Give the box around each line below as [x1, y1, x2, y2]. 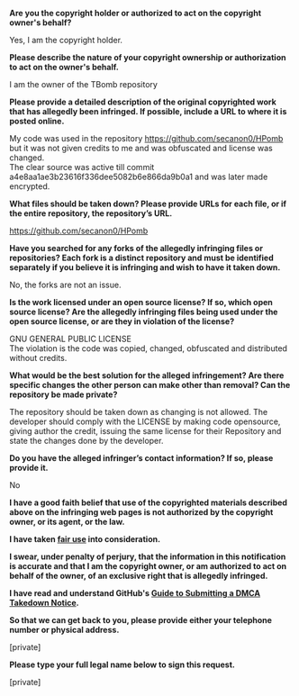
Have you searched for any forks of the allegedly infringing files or [9, 243, 264, 253]
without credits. [9, 353, 68, 363]
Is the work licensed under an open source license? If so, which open [9, 297, 273, 307]
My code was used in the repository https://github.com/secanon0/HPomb [9, 133, 284, 143]
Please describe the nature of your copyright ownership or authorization [9, 52, 286, 62]
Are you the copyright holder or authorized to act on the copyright [9, 8, 262, 18]
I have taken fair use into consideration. [9, 534, 160, 544]
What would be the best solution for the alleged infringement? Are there [9, 370, 285, 381]
